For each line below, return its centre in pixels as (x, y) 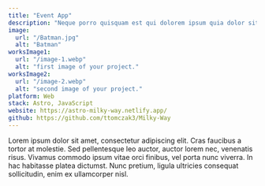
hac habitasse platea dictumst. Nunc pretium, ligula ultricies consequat (123, 166)
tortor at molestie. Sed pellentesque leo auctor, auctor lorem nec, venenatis (131, 149)
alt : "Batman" (38, 45)
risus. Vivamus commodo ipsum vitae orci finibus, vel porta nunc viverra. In (131, 157)
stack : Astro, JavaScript (50, 103)
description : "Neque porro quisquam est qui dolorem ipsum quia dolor (127, 23)
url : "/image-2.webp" (51, 81)
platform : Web (32, 96)
